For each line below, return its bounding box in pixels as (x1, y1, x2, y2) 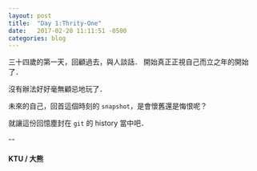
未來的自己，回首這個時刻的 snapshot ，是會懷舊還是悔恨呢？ (8, 101, 208, 111)
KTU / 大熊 (8, 153, 44, 163)
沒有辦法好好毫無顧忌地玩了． (8, 84, 106, 94)
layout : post (8, 11, 52, 20)
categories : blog (8, 34, 66, 43)
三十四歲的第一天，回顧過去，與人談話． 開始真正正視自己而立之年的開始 (8, 57, 249, 67)
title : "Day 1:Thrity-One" (8, 19, 102, 27)
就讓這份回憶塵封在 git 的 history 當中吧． (8, 118, 148, 128)
